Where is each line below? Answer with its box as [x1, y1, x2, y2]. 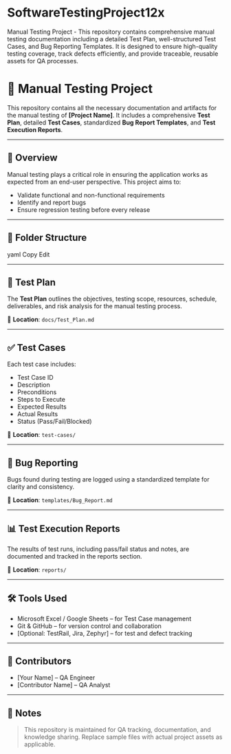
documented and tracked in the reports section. [7, 552, 142, 560]
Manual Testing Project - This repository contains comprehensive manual [7, 28, 215, 36]
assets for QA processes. [7, 56, 79, 65]
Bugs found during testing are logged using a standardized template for [7, 475, 210, 483]
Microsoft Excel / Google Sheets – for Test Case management [16, 614, 192, 623]
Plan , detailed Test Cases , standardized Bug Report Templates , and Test [7, 118, 216, 127]
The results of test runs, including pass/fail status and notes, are [7, 545, 190, 553]
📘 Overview [7, 152, 58, 164]
